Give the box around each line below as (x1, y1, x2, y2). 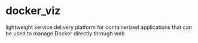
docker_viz (5, 4, 61, 18)
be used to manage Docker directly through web (5, 29, 125, 37)
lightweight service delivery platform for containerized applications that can (5, 24, 193, 31)
